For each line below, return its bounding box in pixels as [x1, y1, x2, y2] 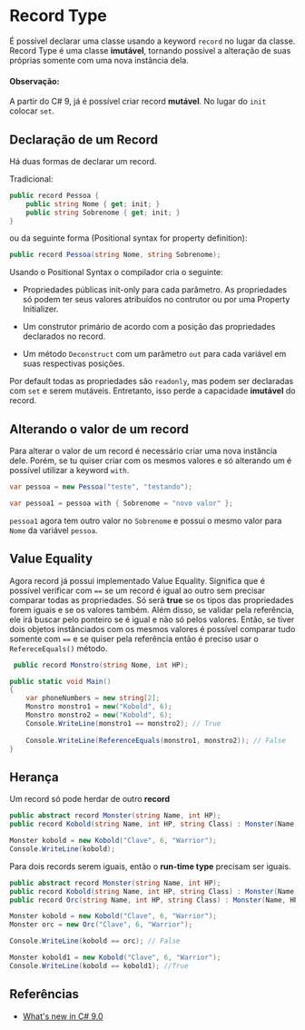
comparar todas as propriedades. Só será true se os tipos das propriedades [9, 594, 294, 605]
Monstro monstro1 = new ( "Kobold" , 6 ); [25, 702, 172, 711]
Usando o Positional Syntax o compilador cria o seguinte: [9, 267, 224, 278]
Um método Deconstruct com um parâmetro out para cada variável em [22, 349, 287, 360]
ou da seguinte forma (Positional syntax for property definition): [9, 233, 248, 243]
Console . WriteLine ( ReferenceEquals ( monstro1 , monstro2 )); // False [25, 736, 286, 745]
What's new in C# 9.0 [22, 1010, 103, 1022]
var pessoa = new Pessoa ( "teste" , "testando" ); [9, 482, 193, 491]
